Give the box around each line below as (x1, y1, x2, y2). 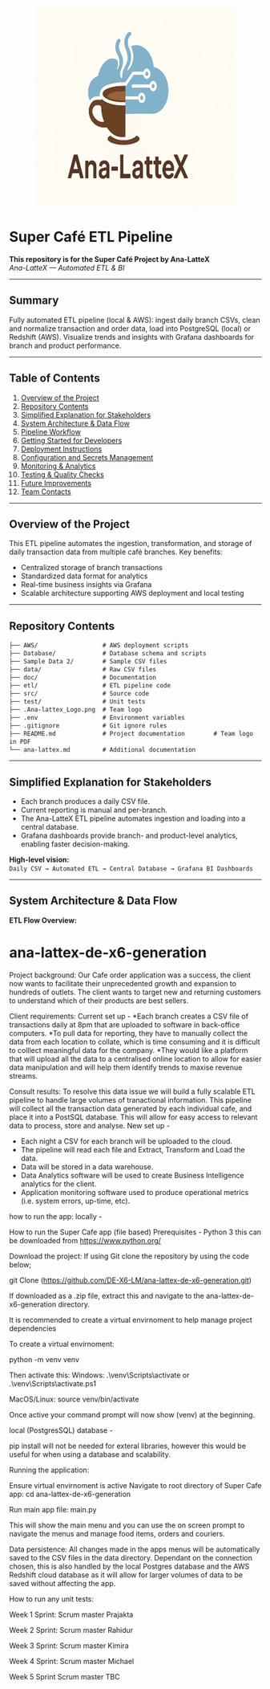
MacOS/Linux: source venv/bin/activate (9, 1394, 139, 1404)
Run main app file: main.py (9, 1504, 97, 1514)
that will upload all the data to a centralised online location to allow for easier (9, 1054, 262, 1063)
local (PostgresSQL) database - (9, 1425, 113, 1435)
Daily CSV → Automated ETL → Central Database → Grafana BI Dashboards (9, 865, 253, 873)
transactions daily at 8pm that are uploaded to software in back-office (9, 1019, 240, 1030)
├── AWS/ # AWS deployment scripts (9, 642, 189, 650)
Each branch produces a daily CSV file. (20, 797, 151, 806)
